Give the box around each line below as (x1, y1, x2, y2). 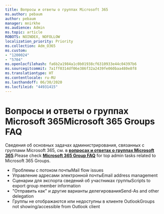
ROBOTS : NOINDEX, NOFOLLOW (5, 35, 60, 40)
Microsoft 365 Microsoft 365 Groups (5, 116, 155, 127)
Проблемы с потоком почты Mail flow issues (12, 167, 104, 173)
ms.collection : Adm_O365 (5, 43, 56, 48)
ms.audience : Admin (5, 25, 45, 30)
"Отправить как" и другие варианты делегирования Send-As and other (12, 188, 159, 194)
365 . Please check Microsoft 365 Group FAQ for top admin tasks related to (5, 152, 156, 159)
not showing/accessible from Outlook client (12, 204, 100, 210)
